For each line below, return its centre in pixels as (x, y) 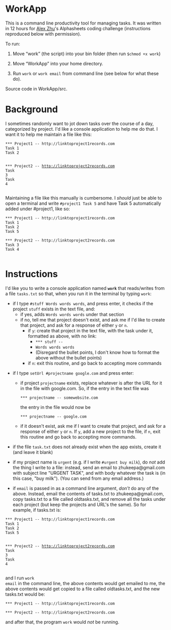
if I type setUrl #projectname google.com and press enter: (73, 373)
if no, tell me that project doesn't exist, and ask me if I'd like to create (93, 320)
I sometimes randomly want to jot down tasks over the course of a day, (80, 124)
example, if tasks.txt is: (37, 510)
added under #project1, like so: (38, 209)
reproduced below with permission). (43, 34)
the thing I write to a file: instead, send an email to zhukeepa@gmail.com (89, 467)
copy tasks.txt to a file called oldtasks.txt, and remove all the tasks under (89, 499)
